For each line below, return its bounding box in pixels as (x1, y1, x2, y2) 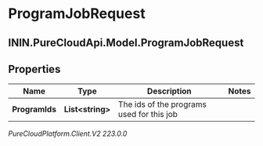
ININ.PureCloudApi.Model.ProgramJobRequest (8, 36, 244, 49)
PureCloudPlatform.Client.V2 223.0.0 (8, 129, 128, 138)
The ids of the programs (117, 99, 207, 110)
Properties (8, 62, 61, 75)
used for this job (117, 109, 178, 120)
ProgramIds (12, 104, 57, 115)
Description (147, 86, 192, 97)
